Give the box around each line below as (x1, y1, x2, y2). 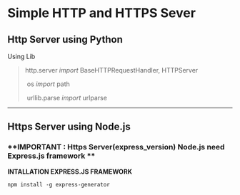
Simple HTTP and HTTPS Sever (7, 5, 196, 21)
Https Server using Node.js (7, 121, 131, 133)
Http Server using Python (7, 33, 123, 46)
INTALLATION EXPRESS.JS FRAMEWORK (7, 167, 133, 176)
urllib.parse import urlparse (26, 94, 107, 102)
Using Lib (7, 52, 36, 60)
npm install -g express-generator (7, 181, 111, 188)
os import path (26, 80, 70, 88)
